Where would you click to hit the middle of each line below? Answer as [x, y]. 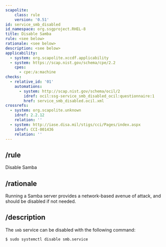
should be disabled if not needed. [41, 201]
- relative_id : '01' [32, 82]
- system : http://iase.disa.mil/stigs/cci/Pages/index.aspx [75, 125]
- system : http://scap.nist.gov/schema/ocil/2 [69, 91]
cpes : [20, 67]
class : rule [27, 15]
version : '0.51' [32, 20]
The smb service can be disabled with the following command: [70, 230]
